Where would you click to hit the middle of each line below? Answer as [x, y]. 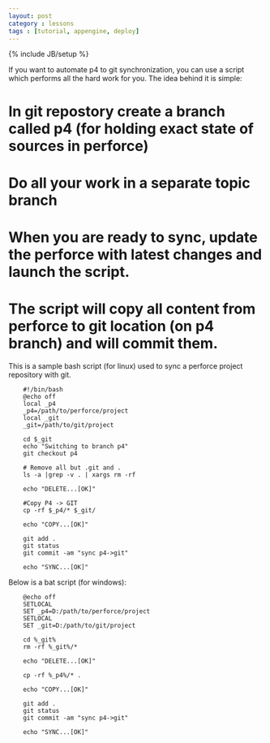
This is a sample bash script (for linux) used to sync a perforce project [126, 365]
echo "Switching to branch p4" [76, 446]
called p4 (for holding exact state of [131, 129]
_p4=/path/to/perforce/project [76, 411]
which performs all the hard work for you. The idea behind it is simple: [125, 79]
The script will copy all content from [132, 309]
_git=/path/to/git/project [69, 425]
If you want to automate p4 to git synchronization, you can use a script [126, 70]
